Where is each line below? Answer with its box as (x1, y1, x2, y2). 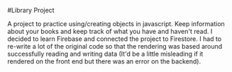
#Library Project (7, 6, 55, 14)
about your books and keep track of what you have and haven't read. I (7, 28, 213, 35)
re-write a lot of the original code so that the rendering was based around (7, 42, 223, 50)
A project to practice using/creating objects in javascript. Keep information (7, 20, 225, 28)
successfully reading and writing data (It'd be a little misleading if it (7, 49, 204, 58)
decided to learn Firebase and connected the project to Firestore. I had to (7, 35, 222, 43)
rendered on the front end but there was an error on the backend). (7, 57, 201, 66)
